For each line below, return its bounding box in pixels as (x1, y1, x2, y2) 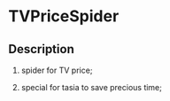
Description (8, 42, 74, 57)
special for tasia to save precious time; (20, 82, 163, 92)
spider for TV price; (20, 65, 93, 75)
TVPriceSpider (8, 6, 120, 27)
